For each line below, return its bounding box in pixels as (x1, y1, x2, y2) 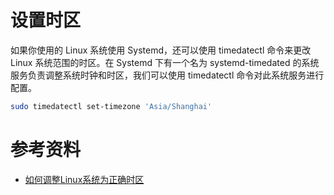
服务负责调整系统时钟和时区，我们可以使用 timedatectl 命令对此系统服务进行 (10, 69, 325, 81)
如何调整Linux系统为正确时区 (24, 173, 145, 185)
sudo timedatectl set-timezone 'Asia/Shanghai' (10, 101, 213, 111)
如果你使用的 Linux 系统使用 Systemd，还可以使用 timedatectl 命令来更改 (10, 44, 312, 56)
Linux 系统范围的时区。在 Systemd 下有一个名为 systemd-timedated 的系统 (10, 56, 320, 68)
